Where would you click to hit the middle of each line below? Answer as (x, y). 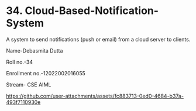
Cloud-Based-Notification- (92, 11)
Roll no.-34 (20, 62)
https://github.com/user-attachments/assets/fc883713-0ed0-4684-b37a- (95, 96)
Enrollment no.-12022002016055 (46, 73)
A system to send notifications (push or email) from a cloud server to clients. (98, 39)
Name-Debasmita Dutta (35, 50)
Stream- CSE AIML (29, 84)
